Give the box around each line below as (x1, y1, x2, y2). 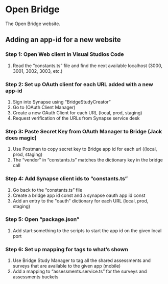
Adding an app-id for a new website (5, 35, 121, 44)
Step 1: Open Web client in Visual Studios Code (5, 51, 124, 58)
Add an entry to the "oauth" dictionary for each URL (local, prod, (12, 197, 149, 204)
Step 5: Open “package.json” (5, 216, 80, 223)
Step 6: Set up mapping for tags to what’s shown (5, 246, 129, 253)
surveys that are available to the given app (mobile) (12, 263, 121, 269)
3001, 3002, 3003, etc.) (12, 68, 63, 74)
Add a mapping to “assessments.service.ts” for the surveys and (12, 268, 147, 275)
